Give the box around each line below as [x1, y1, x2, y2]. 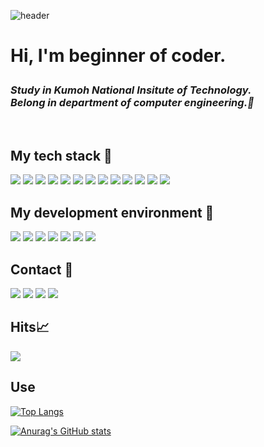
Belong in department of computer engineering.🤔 [10, 96, 255, 110]
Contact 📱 [10, 261, 74, 278]
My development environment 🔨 [10, 204, 215, 221]
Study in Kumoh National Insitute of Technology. [10, 83, 252, 97]
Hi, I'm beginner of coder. [10, 45, 227, 67]
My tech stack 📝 [10, 147, 113, 164]
